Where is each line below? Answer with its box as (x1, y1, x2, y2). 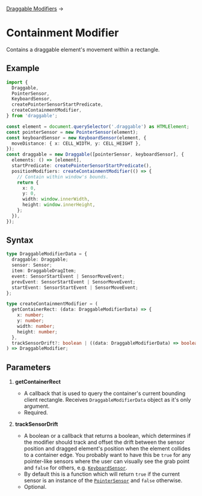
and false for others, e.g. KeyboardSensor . (23, 464, 127, 471)
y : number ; (17, 318, 44, 324)
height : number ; (17, 328, 58, 335)
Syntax (6, 235, 34, 246)
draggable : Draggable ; (11, 256, 69, 263)
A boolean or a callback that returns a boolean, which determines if (23, 432, 191, 440)
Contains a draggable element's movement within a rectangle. (6, 46, 161, 53)
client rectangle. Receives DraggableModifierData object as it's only (23, 396, 191, 404)
